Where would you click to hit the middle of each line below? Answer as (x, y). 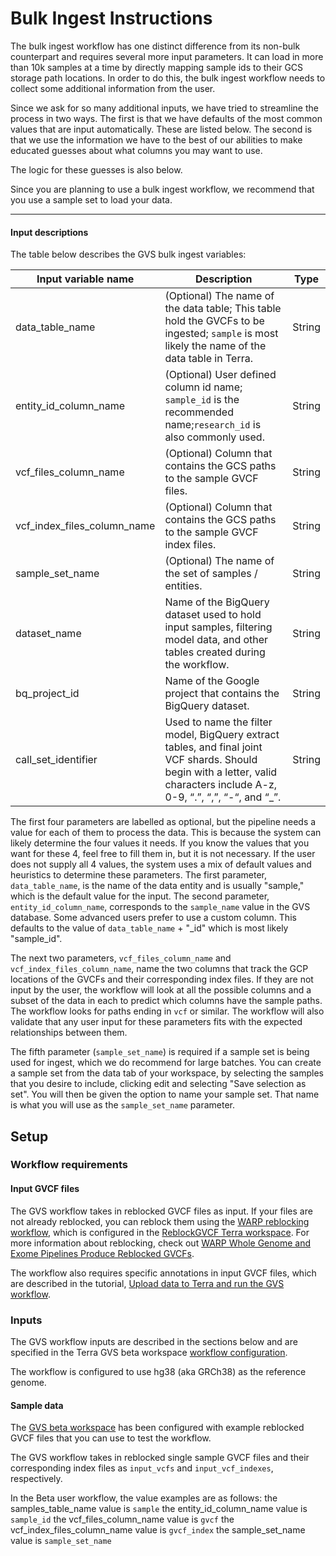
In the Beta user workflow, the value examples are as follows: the (144, 1498)
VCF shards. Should (211, 760)
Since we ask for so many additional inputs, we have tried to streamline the (164, 108)
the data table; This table (223, 309)
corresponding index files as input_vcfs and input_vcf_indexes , (142, 1468)
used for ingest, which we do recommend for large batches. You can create (166, 1063)
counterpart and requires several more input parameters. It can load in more (167, 56)
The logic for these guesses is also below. (96, 169)
